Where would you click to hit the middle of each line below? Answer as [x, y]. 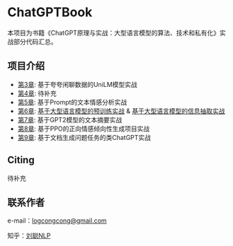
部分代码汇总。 [35, 41]
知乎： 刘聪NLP [29, 236]
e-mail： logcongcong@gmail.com [57, 221]
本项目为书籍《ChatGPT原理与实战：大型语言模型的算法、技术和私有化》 [114, 33]
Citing [21, 160]
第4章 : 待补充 [37, 93]
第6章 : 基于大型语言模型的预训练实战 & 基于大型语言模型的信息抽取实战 [121, 111]
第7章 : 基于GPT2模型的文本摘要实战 [70, 119]
